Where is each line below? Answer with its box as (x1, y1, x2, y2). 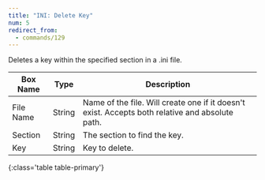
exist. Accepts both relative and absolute (82, 107, 234, 118)
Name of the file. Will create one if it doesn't (82, 97, 246, 108)
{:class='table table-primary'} (8, 163, 105, 172)
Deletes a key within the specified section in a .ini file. (8, 55, 183, 65)
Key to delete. (82, 143, 134, 154)
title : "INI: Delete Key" (8, 11, 93, 20)
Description (145, 79, 191, 90)
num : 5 (8, 19, 30, 27)
